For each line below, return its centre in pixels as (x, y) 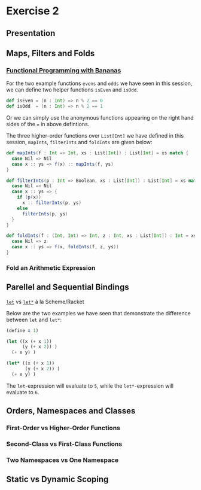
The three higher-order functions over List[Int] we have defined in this (95, 136)
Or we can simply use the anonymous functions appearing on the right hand (100, 118)
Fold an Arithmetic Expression (51, 267)
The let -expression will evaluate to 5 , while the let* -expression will (90, 386)
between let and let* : (34, 319)
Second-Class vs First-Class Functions (64, 444)
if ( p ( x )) (29, 197)
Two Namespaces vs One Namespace (63, 460)
